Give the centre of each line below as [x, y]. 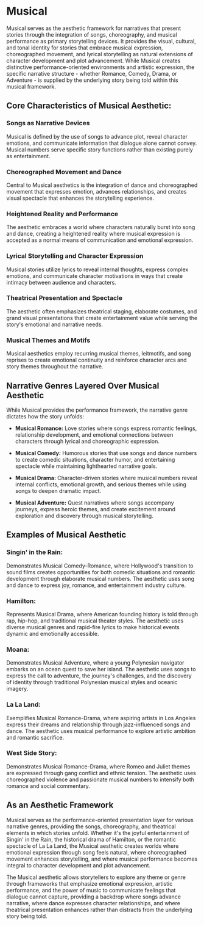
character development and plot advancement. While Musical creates [93, 60]
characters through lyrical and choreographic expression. [87, 441]
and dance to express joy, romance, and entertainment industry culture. [96, 585]
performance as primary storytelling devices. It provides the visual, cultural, [101, 41]
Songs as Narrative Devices [48, 123]
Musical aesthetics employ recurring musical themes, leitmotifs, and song [99, 354]
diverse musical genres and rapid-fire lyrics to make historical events [93, 627]
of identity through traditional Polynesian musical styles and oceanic [92, 682]
